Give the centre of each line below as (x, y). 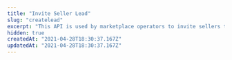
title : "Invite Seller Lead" (49, 13)
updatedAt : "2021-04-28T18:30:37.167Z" (65, 46)
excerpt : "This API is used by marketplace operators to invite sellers (114, 26)
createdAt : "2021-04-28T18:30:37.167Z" (65, 39)
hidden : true (26, 33)
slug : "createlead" (35, 20)
